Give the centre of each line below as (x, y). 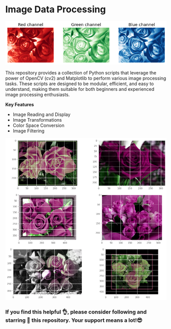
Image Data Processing (56, 9)
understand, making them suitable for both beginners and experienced (80, 89)
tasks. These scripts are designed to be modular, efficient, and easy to (80, 84)
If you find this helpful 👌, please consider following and (76, 312)
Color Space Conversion (39, 125)
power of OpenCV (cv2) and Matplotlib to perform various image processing (86, 78)
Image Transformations (37, 120)
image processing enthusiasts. (38, 94)
